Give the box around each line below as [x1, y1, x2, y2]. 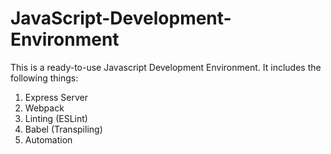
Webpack [24, 102, 65, 114]
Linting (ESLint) [24, 112, 88, 124]
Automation [24, 133, 73, 146]
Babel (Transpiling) [24, 123, 103, 135]
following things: [10, 72, 79, 84]
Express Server [24, 91, 89, 103]
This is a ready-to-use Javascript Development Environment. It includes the [10, 61, 322, 73]
